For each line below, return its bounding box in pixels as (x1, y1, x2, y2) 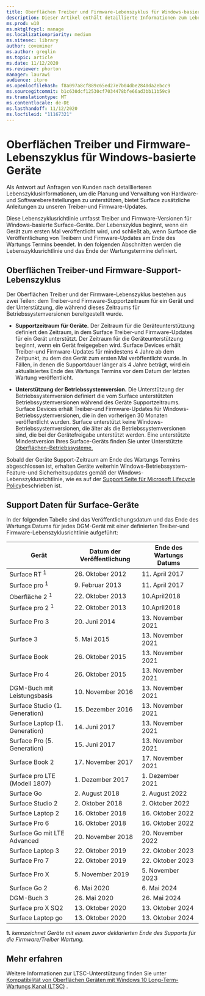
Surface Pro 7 (9, 856, 49, 865)
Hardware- (171, 190, 199, 197)
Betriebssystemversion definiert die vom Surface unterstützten (15, 392, 174, 400)
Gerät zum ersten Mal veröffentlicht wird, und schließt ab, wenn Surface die (6, 228, 197, 235)
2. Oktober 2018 (74, 799, 123, 808)
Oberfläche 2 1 (9, 591, 52, 601)
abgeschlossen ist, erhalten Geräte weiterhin (6, 462, 119, 470)
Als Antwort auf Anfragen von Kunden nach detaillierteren (6, 184, 152, 191)
